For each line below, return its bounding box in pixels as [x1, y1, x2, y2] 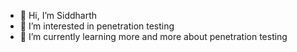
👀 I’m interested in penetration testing [19, 20, 175, 32]
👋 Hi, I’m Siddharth [19, 10, 98, 21]
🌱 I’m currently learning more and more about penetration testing [19, 31, 288, 42]
